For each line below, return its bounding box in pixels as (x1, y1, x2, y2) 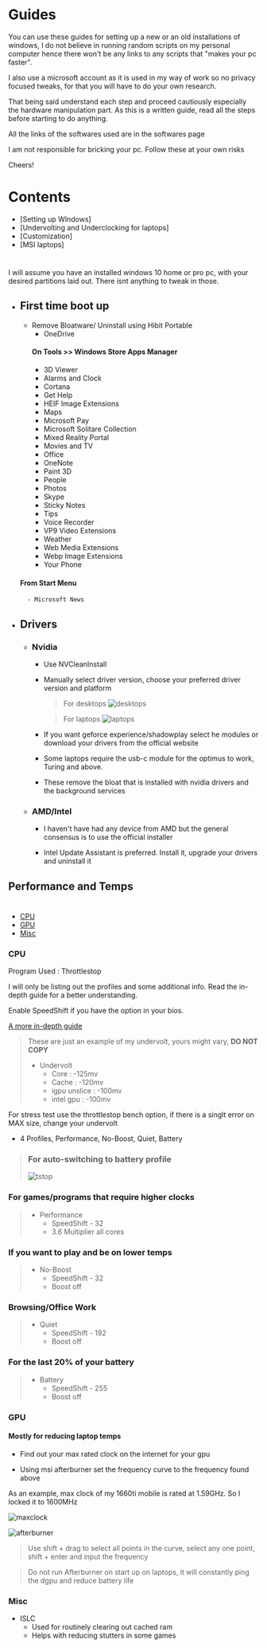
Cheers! (8, 159, 34, 169)
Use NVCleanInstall (43, 659, 107, 669)
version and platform (43, 683, 112, 693)
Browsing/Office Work (8, 1301, 97, 1312)
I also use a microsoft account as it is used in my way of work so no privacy (8, 73, 256, 82)
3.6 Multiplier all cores (51, 1226, 125, 1237)
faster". (8, 57, 33, 67)
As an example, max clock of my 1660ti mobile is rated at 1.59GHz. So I (8, 1489, 241, 1498)
